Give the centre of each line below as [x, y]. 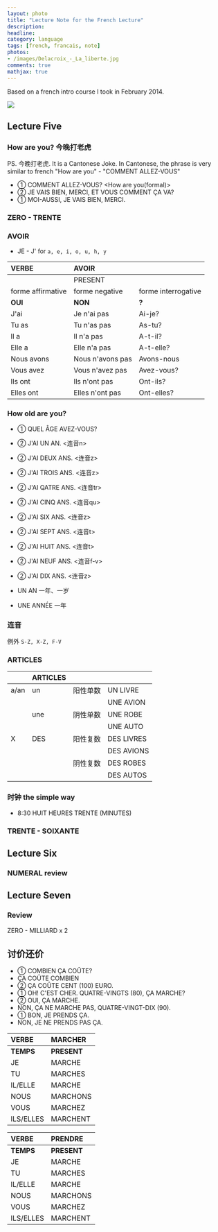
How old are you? [37, 413]
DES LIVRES [127, 739]
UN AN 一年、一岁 [43, 590]
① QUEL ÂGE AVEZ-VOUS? [57, 429]
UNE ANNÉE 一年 [42, 605]
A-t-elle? [154, 348]
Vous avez [28, 370]
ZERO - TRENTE [34, 218]
